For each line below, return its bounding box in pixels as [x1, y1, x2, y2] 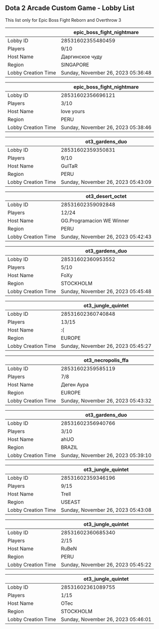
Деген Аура [61, 381, 89, 388]
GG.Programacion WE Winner [61, 217, 129, 224]
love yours [61, 108, 85, 115]
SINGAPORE [61, 61, 90, 68]
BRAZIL [61, 444, 78, 451]
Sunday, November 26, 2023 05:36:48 [61, 69, 152, 76]
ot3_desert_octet [85, 193, 127, 200]
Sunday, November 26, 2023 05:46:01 [61, 616, 152, 623]
